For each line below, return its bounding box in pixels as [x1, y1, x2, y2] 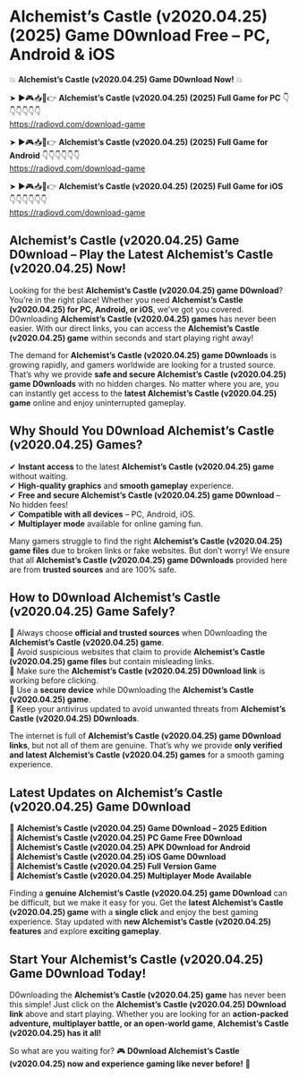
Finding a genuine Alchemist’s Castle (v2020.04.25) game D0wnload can [9, 888, 288, 899]
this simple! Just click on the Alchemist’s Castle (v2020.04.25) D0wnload [9, 999, 286, 1009]
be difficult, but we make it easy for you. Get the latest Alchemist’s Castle [9, 897, 284, 908]
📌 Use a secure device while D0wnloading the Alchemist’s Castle [9, 685, 254, 696]
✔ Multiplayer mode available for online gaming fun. [9, 518, 203, 529]
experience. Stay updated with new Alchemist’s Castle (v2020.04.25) [9, 916, 271, 928]
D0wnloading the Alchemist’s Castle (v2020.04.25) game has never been [9, 989, 286, 1000]
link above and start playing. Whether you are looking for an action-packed [9, 1009, 289, 1019]
